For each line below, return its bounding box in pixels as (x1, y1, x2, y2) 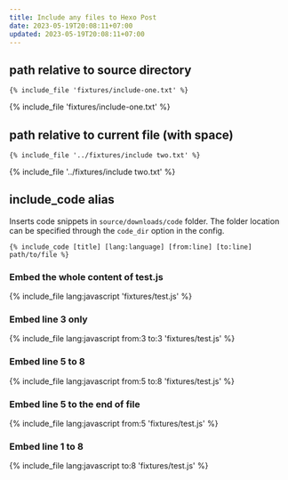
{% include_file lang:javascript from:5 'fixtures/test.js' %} (9, 419, 219, 428)
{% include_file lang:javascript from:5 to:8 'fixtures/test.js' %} (9, 375, 236, 387)
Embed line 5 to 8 (9, 356, 86, 368)
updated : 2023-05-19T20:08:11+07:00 (9, 29, 145, 38)
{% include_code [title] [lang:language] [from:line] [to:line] (9, 242, 252, 252)
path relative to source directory (9, 62, 192, 77)
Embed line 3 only (9, 313, 88, 325)
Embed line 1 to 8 (9, 440, 84, 452)
